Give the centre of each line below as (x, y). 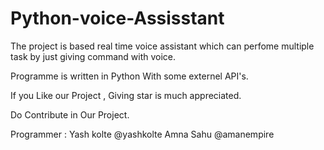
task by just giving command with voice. (93, 56)
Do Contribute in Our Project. (70, 114)
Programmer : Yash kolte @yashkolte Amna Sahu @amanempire (142, 134)
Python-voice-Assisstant (117, 18)
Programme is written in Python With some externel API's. (129, 76)
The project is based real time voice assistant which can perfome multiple (162, 46)
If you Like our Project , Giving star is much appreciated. (126, 95)
